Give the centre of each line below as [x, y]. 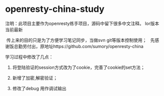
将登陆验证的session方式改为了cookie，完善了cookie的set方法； [79, 67]
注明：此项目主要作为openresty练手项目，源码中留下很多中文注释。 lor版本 [82, 23]
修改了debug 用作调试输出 [39, 88]
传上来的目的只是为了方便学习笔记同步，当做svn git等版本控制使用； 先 [81, 40]
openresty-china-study [55, 9]
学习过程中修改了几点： [29, 57]
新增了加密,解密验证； [35, 78]
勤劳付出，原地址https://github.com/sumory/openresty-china [81, 46]
